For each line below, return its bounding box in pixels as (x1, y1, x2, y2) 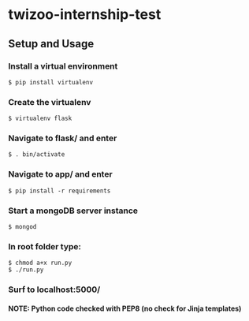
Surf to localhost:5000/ (8, 284, 101, 295)
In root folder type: (8, 241, 81, 252)
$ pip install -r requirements (8, 187, 111, 195)
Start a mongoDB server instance (8, 205, 139, 216)
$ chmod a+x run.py (8, 259, 72, 267)
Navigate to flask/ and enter (8, 133, 117, 144)
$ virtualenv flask (8, 114, 72, 123)
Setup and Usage (8, 37, 95, 50)
